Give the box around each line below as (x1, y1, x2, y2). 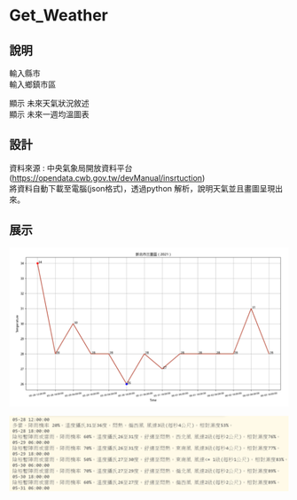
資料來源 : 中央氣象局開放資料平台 (9, 162, 133, 173)
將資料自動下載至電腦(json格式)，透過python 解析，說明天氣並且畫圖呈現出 (9, 183, 284, 193)
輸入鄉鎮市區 (9, 79, 56, 90)
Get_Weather (9, 5, 108, 26)
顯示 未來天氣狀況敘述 (9, 98, 90, 108)
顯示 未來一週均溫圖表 (9, 109, 90, 120)
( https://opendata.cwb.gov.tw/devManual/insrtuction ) (9, 172, 206, 183)
